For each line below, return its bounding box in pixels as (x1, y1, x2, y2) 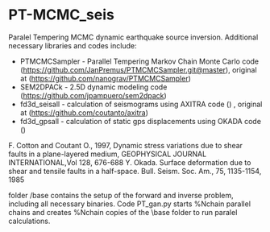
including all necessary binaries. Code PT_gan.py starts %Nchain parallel (8, 199, 251, 209)
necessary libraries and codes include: (8, 40, 137, 50)
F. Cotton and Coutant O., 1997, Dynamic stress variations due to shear (8, 140, 243, 150)
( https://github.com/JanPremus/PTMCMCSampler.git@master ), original (19, 64, 257, 74)
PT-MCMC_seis (8, 6, 114, 24)
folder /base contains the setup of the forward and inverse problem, (8, 190, 234, 200)
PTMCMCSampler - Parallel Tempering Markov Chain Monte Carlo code (19, 56, 260, 66)
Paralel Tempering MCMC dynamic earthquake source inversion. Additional (8, 32, 259, 42)
